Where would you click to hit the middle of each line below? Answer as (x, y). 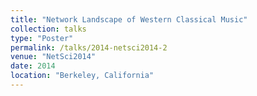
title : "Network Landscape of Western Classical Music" (129, 19)
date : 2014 (33, 66)
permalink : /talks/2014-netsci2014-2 (89, 47)
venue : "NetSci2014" (53, 57)
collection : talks (48, 29)
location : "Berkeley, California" (82, 76)
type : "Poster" (42, 38)
